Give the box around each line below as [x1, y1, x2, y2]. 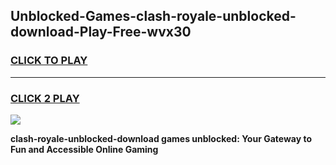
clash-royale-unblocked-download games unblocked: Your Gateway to [10, 132, 313, 144]
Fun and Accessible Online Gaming [10, 143, 159, 155]
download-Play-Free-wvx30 [10, 24, 192, 41]
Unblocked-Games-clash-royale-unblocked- [10, 8, 297, 25]
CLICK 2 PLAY [10, 91, 80, 105]
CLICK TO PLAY [10, 54, 88, 68]
